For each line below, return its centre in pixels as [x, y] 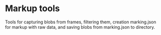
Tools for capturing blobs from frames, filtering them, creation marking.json [81, 22]
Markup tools [32, 9]
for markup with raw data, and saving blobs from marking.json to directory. [80, 27]
